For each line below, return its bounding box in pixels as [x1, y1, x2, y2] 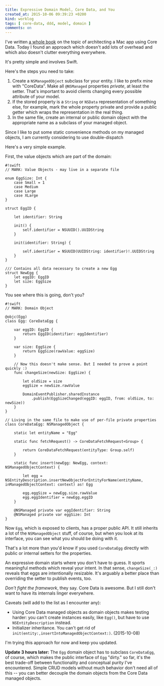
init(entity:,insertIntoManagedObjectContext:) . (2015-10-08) [12, 630, 141, 636]
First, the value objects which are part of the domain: [5, 153, 112, 160]
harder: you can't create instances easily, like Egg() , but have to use [12, 615, 149, 621]
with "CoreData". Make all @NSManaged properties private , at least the [12, 83, 149, 89]
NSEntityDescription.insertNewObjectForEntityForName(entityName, [5, 478, 143, 483]
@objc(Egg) [5, 314, 27, 319]
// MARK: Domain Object [5, 306, 54, 311]
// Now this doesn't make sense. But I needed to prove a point [14, 362, 148, 367]
